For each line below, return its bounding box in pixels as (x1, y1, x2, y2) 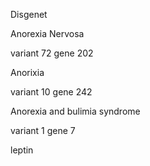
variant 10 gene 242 (10, 86, 93, 98)
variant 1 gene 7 (10, 125, 76, 136)
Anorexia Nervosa (10, 28, 85, 39)
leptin (10, 144, 34, 156)
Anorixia (10, 67, 45, 78)
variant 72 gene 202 (10, 47, 94, 59)
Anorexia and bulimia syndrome (10, 105, 141, 117)
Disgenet (10, 9, 48, 20)
